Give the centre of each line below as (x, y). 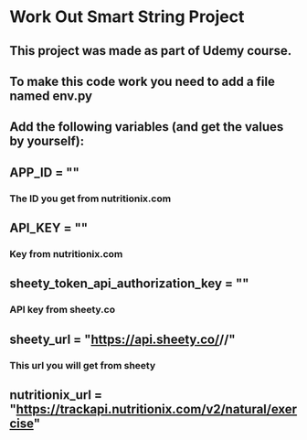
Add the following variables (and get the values (147, 127)
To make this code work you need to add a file (143, 81)
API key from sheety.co (63, 310)
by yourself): (47, 141)
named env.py (51, 96)
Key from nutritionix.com (66, 253)
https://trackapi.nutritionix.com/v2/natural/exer (157, 409)
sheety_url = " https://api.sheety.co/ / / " (122, 339)
